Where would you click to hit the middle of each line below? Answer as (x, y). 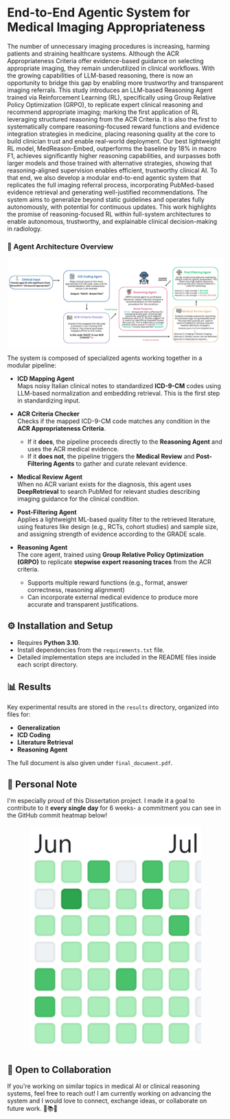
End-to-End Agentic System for (99, 13)
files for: (19, 714)
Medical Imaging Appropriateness (106, 27)
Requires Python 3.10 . (48, 642)
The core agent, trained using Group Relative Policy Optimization (110, 554)
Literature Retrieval (45, 742)
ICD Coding (34, 735)
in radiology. (25, 229)
